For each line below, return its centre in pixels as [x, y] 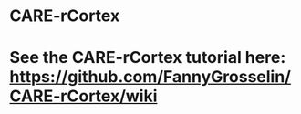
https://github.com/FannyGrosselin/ [150, 77]
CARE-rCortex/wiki [83, 96]
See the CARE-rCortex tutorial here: [148, 58]
